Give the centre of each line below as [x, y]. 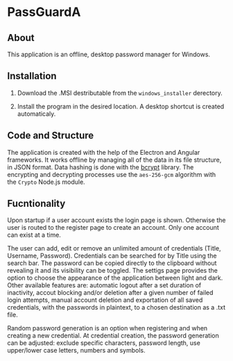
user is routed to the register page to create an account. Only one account [113, 228]
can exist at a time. [34, 235]
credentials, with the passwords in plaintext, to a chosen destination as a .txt [116, 308]
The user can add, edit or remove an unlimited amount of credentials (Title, [114, 249]
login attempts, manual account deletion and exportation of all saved [105, 300]
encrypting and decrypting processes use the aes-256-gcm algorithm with [112, 174]
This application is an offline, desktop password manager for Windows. [109, 54]
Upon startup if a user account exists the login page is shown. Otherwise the [116, 220]
